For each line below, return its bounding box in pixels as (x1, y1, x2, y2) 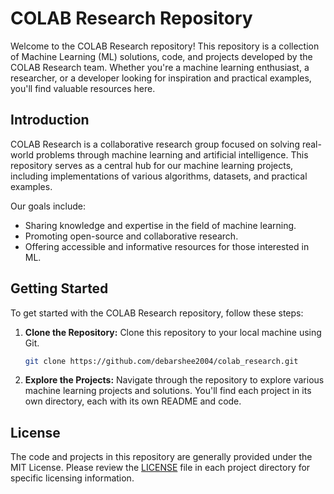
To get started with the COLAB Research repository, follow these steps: (10, 307, 304, 319)
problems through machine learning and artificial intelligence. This (35, 148, 309, 161)
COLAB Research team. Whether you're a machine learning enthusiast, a (10, 61, 310, 73)
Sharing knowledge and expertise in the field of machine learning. (24, 219, 297, 231)
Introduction (10, 112, 90, 129)
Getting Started (10, 280, 109, 297)
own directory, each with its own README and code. (24, 395, 242, 407)
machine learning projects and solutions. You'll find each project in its (24, 385, 312, 397)
